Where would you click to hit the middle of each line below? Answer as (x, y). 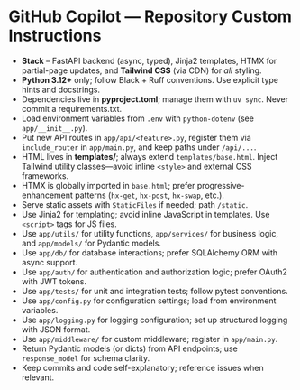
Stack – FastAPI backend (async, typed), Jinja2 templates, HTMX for (149, 60)
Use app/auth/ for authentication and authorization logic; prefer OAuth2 (154, 272)
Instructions (55, 36)
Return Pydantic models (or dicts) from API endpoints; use (129, 348)
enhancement (47, 195)
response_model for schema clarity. (86, 357)
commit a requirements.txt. (72, 108)
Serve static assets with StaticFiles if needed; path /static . (135, 204)
